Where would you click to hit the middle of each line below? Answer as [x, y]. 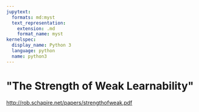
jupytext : [19, 12]
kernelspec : [21, 40]
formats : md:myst [33, 17]
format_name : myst [40, 34]
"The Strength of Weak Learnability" [100, 86]
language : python [33, 51]
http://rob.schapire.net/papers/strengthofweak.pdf [69, 102]
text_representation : [39, 23]
